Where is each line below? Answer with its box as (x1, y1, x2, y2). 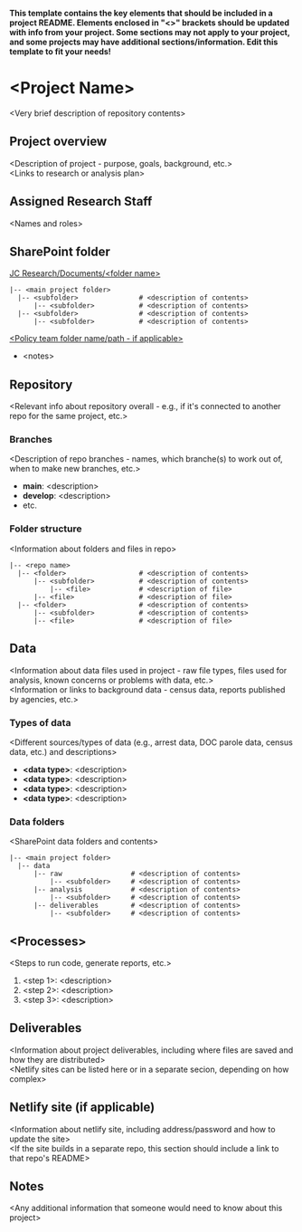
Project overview (9, 134, 108, 149)
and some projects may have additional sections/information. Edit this (9, 36, 278, 47)
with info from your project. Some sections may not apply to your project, (9, 27, 290, 37)
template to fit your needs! (9, 46, 111, 57)
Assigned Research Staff (9, 194, 153, 209)
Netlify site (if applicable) (9, 1100, 156, 1115)
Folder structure (9, 522, 82, 535)
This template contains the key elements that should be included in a (9, 8, 273, 18)
